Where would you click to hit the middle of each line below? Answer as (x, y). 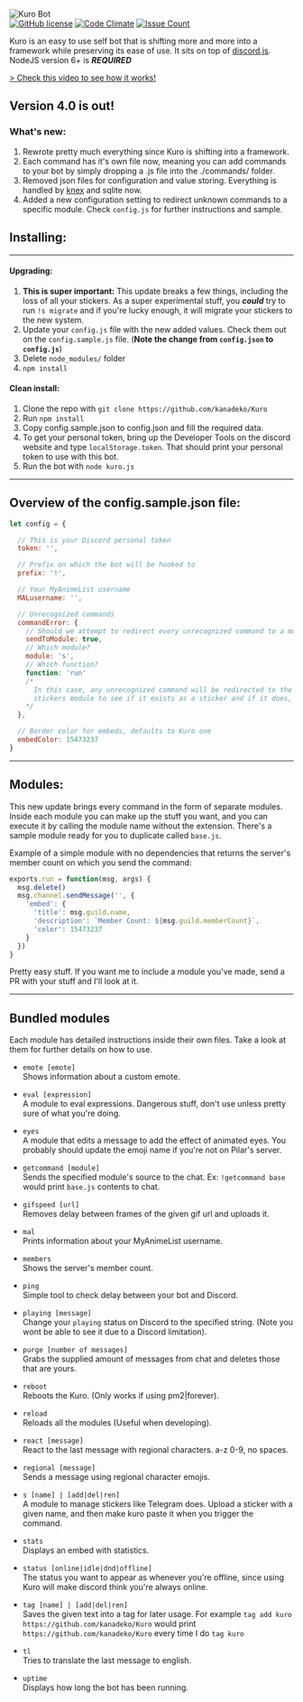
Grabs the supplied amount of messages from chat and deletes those (151, 1359)
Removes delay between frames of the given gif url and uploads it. (146, 1214)
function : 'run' (56, 673)
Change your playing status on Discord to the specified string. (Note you (158, 1323)
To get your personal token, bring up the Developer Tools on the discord (156, 437)
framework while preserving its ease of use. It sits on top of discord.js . (140, 51)
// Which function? (62, 665)
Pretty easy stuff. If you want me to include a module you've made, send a (147, 972)
